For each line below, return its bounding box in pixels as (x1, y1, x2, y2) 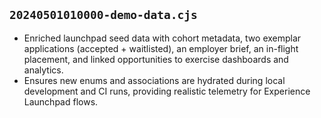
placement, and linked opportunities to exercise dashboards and (23, 53, 289, 65)
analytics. (23, 64, 64, 76)
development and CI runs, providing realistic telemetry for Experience (23, 85, 311, 97)
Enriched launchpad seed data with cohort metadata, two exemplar (23, 32, 302, 44)
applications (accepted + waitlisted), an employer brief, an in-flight (23, 42, 299, 54)
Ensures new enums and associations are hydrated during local (23, 74, 286, 86)
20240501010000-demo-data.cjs (9, 8, 198, 23)
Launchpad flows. (23, 95, 99, 108)
